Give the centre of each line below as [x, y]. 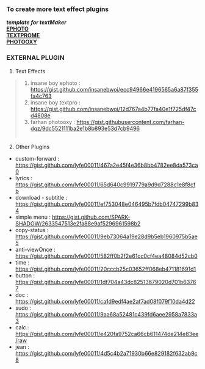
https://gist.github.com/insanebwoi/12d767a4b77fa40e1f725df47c [113, 109]
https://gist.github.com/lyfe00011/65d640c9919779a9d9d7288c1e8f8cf [105, 184]
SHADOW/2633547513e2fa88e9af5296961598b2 [78, 223]
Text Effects [30, 71]
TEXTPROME [23, 35]
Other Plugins [32, 147]
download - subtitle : [41, 197]
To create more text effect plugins [57, 9]
